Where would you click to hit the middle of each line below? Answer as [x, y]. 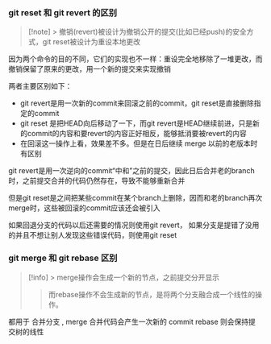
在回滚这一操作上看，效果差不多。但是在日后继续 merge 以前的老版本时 [139, 143]
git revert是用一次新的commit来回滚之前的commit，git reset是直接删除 [137, 103]
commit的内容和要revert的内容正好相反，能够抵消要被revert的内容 [137, 134]
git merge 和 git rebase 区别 [63, 258]
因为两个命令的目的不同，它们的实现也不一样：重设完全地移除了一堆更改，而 [135, 59]
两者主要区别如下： [40, 86]
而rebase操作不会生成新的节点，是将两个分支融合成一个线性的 [152, 294]
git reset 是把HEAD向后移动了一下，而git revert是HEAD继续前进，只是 [136, 123]
